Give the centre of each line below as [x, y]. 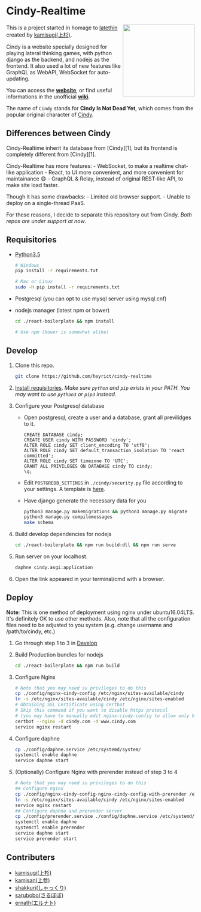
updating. [18, 79]
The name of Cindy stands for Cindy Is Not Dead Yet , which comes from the [100, 108]
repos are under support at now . [46, 221]
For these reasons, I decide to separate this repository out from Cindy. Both [99, 215]
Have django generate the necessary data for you [85, 500]
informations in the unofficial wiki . [48, 97]
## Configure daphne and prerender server [68, 811]
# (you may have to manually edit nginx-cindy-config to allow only [102, 716]
